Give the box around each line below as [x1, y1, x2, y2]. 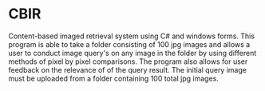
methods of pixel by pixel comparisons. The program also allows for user [8, 57, 248, 66]
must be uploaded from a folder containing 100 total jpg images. [8, 73, 220, 83]
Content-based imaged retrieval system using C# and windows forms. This [8, 31, 255, 41]
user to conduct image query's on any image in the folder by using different [8, 48, 257, 57]
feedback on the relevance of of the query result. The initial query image [8, 65, 247, 74]
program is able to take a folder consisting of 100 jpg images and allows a [8, 39, 251, 49]
